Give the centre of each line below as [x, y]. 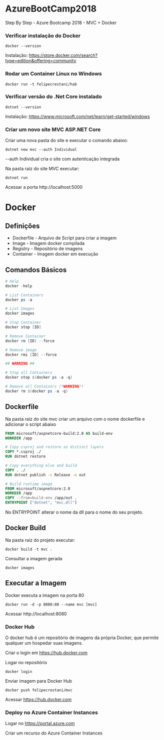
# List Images [20, 309]
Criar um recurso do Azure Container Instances [54, 733]
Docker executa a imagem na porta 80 [45, 595]
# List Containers [24, 295]
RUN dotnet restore [25, 457]
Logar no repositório [26, 662]
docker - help [19, 286]
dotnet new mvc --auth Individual [41, 150]
